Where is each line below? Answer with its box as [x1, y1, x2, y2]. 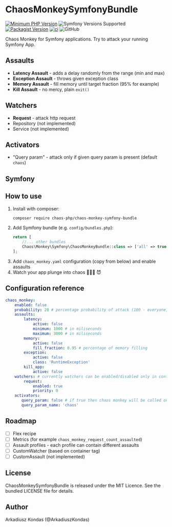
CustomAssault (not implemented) [12, 453, 85, 460]
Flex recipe [12, 430, 37, 437]
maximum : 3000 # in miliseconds [32, 331, 102, 336]
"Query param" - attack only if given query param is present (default [12, 154, 158, 160]
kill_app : [24, 364, 45, 370]
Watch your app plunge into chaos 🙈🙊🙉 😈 [12, 269, 101, 275]
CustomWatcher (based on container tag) [12, 447, 100, 454]
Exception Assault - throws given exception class [12, 75, 119, 82]
